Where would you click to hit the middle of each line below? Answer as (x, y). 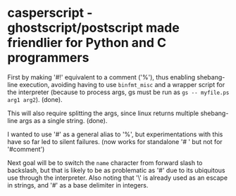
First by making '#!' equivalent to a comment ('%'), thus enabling (101, 77)
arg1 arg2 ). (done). (35, 99)
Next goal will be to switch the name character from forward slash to (105, 162)
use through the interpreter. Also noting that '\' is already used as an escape (117, 178)
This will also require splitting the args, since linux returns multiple (103, 113)
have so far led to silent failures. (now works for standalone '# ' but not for (115, 141)
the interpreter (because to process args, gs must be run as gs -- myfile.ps (118, 92)
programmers (48, 58)
